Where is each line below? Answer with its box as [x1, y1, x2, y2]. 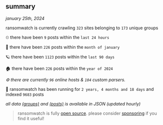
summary [5, 2, 36, 11]
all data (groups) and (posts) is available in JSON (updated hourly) [5, 101, 141, 106]
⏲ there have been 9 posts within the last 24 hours [5, 34, 110, 40]
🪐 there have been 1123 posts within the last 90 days [5, 54, 115, 60]
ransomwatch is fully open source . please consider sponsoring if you [17, 110, 157, 116]
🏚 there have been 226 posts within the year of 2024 [5, 65, 113, 71]
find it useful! [17, 115, 45, 121]
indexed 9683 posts [5, 91, 44, 97]
